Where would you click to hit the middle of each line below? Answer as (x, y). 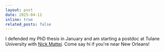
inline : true (19, 19)
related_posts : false (28, 24)
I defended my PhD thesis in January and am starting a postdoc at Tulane (82, 39)
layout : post (19, 10)
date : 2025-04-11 (24, 15)
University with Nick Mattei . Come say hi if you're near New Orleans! (77, 44)
